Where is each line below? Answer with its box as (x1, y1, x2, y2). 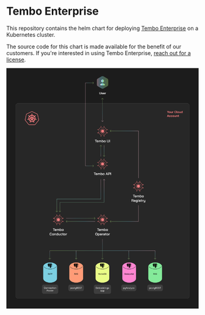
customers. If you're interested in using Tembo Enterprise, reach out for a (6, 49, 191, 56)
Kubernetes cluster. (6, 31, 56, 38)
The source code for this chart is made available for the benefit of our (6, 43, 182, 50)
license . (6, 56, 26, 63)
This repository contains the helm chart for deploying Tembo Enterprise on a (6, 24, 199, 32)
